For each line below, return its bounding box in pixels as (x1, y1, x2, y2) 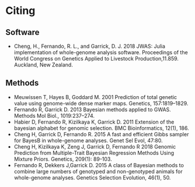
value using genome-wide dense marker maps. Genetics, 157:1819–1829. (13, 100, 189, 107)
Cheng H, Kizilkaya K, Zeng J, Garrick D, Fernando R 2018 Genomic (13, 143, 176, 150)
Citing (5, 4, 36, 17)
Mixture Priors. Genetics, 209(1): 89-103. (13, 156, 112, 163)
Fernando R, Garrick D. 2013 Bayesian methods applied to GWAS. (13, 106, 172, 113)
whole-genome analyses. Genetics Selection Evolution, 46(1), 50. (13, 174, 171, 181)
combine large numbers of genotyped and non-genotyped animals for (13, 168, 183, 175)
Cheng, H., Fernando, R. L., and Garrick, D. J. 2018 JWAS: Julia (13, 43, 166, 50)
